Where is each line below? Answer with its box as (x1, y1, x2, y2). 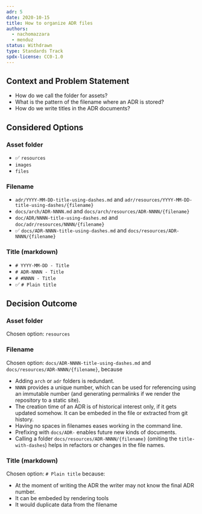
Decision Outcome (6, 299, 77, 309)
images (14, 162, 32, 168)
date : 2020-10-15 (6, 14, 50, 21)
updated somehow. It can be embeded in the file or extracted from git (14, 409, 188, 416)
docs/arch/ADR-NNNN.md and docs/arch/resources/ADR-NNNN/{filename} (14, 208, 190, 215)
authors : (6, 25, 28, 32)
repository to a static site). (14, 396, 80, 404)
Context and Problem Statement (6, 76, 130, 86)
